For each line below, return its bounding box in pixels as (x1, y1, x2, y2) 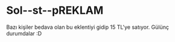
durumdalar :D (6, 29, 42, 37)
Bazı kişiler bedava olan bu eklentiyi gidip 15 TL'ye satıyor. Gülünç (6, 23, 169, 31)
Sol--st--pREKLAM (6, 4, 104, 17)
